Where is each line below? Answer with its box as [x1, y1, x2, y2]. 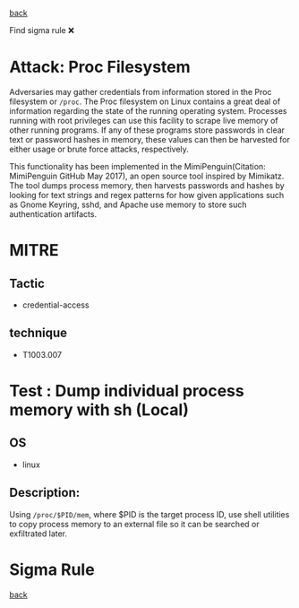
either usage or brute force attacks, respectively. [9, 143, 190, 154]
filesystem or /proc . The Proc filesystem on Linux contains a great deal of [9, 96, 281, 107]
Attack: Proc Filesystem [9, 57, 191, 77]
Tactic [9, 275, 45, 291]
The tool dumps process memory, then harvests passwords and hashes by [9, 179, 285, 191]
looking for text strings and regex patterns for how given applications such [9, 189, 285, 200]
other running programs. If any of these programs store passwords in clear [9, 125, 285, 135]
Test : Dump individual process [9, 380, 244, 401]
